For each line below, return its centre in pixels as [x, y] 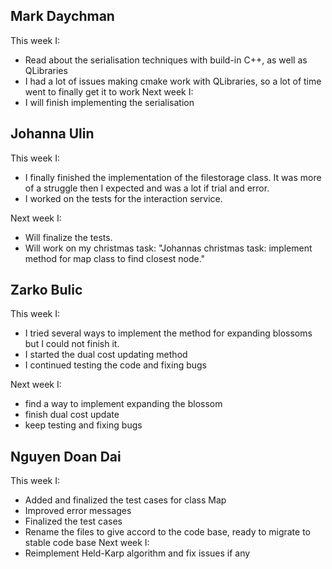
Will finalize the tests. [68, 237]
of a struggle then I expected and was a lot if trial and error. [147, 188]
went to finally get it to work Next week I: [109, 91]
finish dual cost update [72, 415]
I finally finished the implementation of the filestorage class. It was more [173, 177]
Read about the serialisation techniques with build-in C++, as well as [166, 60]
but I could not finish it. [72, 344]
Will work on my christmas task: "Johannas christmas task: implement [168, 248]
